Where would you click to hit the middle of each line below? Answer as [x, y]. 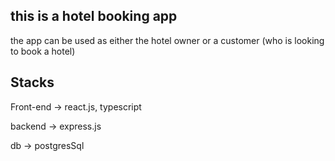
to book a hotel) [43, 51]
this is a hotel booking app [94, 16]
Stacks [32, 82]
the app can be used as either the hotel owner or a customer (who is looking [167, 40]
